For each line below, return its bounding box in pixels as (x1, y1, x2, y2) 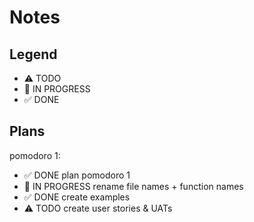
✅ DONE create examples (23, 191, 131, 203)
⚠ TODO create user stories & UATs (23, 202, 173, 214)
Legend (9, 46, 58, 63)
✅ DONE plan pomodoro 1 (23, 169, 131, 181)
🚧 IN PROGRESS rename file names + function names (23, 180, 244, 192)
